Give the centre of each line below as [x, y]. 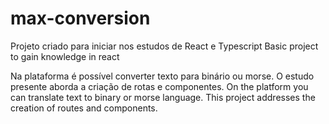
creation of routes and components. [84, 108]
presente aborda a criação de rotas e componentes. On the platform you [159, 86]
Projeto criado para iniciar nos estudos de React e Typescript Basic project [164, 46]
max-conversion [80, 18]
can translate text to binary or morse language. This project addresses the [163, 97]
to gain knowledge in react [65, 56]
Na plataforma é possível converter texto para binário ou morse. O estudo [162, 76]
